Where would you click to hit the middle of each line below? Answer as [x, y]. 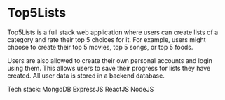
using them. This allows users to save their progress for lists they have [109, 68]
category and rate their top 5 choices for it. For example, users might [107, 39]
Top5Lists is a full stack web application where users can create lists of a [113, 32]
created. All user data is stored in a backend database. [86, 76]
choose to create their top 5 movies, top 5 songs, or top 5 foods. [100, 47]
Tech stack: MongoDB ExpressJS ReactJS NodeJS [81, 89]
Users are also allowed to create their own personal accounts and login [110, 60]
